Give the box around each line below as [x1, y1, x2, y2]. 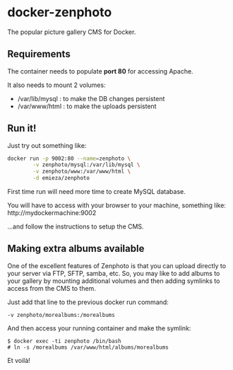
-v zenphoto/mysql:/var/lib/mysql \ [32, 161, 141, 168]
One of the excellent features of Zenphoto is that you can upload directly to [7, 261, 227, 270]
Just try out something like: [7, 141, 87, 149]
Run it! [7, 122, 37, 134]
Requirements [7, 48, 71, 60]
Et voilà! [7, 356, 30, 364]
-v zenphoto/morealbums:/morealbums [7, 311, 115, 318]
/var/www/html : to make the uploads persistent [17, 102, 157, 110]
